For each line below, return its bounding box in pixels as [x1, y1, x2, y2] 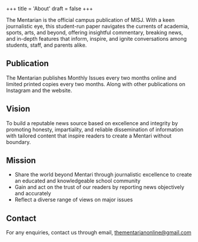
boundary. [6, 138, 31, 145]
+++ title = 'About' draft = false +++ [6, 5, 93, 12]
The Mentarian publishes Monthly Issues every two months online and [6, 74, 177, 81]
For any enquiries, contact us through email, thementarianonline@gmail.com [6, 229, 192, 236]
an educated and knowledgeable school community [14, 177, 141, 185]
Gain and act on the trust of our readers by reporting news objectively [14, 184, 184, 191]
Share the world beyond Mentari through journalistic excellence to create [14, 171, 192, 178]
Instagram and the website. [6, 87, 72, 94]
